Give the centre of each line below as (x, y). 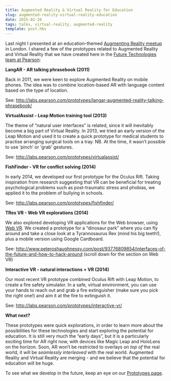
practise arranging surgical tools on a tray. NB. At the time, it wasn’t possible (85, 142)
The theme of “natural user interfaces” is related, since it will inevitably (79, 125)
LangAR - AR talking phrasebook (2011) (48, 70)
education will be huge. (30, 363)
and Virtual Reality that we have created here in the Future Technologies (81, 55)
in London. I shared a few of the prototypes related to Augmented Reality (82, 49)
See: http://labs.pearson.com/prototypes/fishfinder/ (60, 203)
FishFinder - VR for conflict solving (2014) (51, 167)
